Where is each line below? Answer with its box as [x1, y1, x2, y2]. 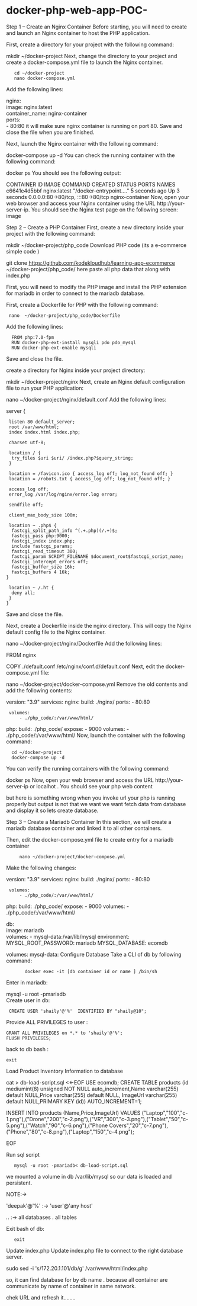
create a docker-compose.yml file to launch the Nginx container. [6, 59, 163, 66]
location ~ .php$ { [8, 522, 57, 528]
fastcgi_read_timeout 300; [11, 548, 78, 554]
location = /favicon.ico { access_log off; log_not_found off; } [8, 470, 173, 477]
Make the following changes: [6, 864, 77, 871]
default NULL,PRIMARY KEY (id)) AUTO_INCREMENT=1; [6, 1098, 142, 1105]
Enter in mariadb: [6, 978, 49, 986]
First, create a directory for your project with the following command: [6, 41, 175, 48]
